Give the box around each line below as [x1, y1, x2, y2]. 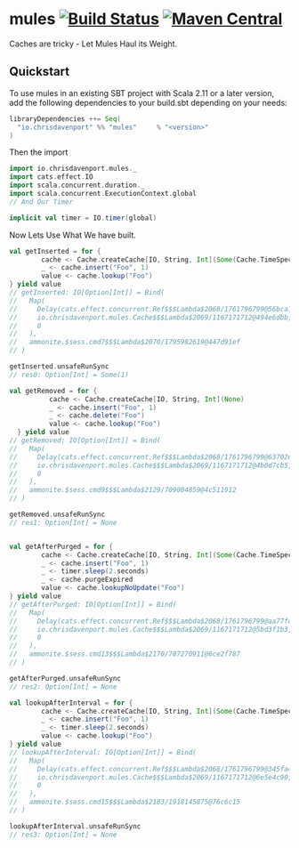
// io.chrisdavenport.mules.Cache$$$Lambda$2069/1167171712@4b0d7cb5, [9, 461, 293, 470]
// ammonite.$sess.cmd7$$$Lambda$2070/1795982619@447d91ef [9, 338, 241, 347]
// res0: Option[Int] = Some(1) [9, 370, 129, 379]
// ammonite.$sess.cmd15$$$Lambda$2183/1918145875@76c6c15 [9, 797, 241, 807]
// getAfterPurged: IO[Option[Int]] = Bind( [9, 600, 177, 609]
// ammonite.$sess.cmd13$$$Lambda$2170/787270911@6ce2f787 [9, 650, 241, 658]
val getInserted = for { [9, 246, 101, 255]
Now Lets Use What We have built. [9, 230, 136, 240]
